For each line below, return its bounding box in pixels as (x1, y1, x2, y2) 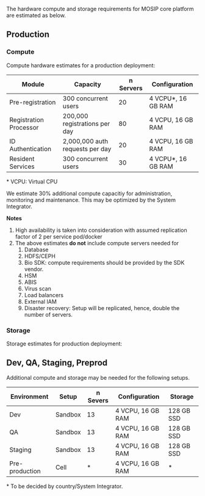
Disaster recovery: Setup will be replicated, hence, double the (24, 304, 180, 311)
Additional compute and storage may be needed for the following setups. (6, 374, 190, 381)
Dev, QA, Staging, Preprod (6, 358, 108, 368)
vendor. (24, 265, 44, 273)
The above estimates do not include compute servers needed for (15, 239, 179, 246)
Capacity (74, 80, 102, 88)
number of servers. (24, 311, 73, 318)
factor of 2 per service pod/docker (15, 232, 103, 240)
